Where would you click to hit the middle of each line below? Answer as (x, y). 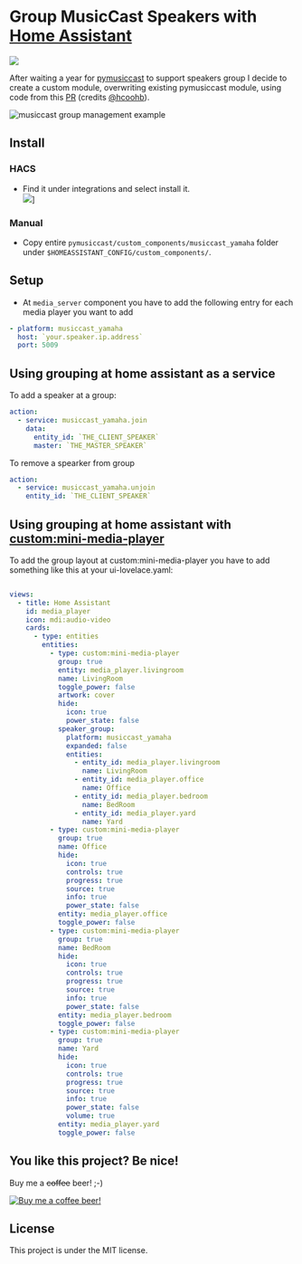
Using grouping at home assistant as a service (142, 373)
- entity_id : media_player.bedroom (141, 796)
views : (22, 594)
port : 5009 (38, 346)
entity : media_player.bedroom (114, 1015)
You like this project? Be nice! (94, 1161)
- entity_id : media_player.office (139, 780)
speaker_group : (86, 729)
